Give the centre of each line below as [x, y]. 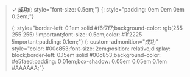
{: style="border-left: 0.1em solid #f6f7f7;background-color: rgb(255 [97, 28]
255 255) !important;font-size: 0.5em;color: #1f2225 [77, 35]
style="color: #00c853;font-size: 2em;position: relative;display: [91, 49]
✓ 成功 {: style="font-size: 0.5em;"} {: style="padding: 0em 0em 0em [98, 9]
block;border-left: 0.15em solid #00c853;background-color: [86, 55]
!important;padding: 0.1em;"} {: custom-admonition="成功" [85, 42]
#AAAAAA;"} [28, 68]
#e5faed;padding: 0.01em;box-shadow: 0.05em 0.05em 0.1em [89, 61]
